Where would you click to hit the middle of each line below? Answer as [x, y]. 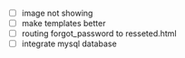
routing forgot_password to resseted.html [99, 34]
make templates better [63, 24]
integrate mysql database [69, 43]
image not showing [57, 13]
